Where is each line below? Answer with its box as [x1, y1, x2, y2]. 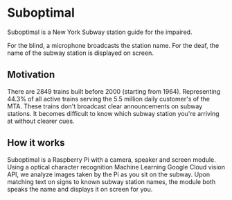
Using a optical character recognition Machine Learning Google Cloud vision [7, 162, 225, 171]
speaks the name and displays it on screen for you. [7, 185, 153, 193]
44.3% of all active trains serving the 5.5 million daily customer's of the [7, 94, 210, 103]
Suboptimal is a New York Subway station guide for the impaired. [7, 28, 193, 36]
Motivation [7, 69, 55, 81]
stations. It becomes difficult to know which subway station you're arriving [7, 109, 220, 117]
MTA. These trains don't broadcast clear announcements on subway [7, 102, 203, 110]
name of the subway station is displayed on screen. [7, 49, 154, 57]
